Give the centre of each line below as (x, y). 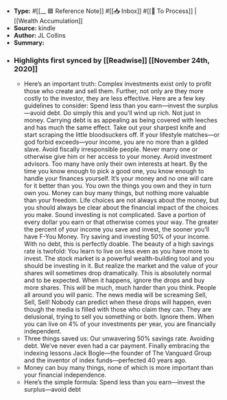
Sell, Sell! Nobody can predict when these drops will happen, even (117, 302)
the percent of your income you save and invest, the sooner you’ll (117, 229)
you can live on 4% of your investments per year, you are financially (120, 324)
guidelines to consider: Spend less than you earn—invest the (110, 105)
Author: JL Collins (40, 35)
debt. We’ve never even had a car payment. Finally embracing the (117, 346)
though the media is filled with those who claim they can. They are (117, 310)
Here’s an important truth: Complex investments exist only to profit (117, 84)
